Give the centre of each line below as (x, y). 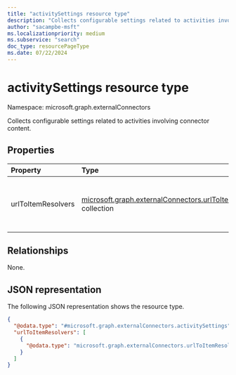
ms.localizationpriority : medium (56, 33)
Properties (31, 151)
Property (26, 170)
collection (98, 208)
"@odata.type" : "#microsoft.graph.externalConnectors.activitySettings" (122, 326)
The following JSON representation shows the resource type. (96, 307)
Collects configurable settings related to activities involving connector (108, 121)
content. (19, 128)
